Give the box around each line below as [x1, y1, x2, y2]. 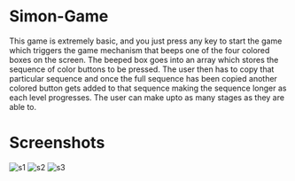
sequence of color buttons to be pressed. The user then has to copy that [9, 64, 275, 75]
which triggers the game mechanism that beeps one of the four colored [9, 44, 270, 55]
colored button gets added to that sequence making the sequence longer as [9, 83, 287, 93]
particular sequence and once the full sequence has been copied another [9, 73, 277, 83]
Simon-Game [9, 6, 109, 27]
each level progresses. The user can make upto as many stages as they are [9, 91, 285, 103]
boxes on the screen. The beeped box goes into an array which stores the [9, 54, 279, 65]
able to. [9, 101, 37, 112]
